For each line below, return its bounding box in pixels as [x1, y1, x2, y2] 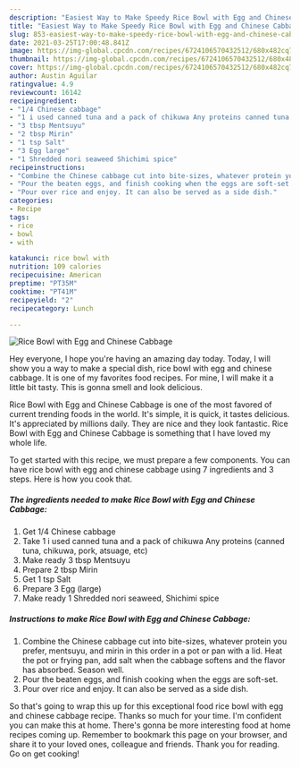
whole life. [9, 438, 47, 448]
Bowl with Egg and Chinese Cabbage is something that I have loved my [9, 428, 271, 439]
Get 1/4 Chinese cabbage [21, 526, 116, 537]
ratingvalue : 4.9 [9, 80, 74, 89]
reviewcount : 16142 [9, 88, 82, 97]
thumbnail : [9, 55, 50, 64]
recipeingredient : [9, 96, 78, 106]
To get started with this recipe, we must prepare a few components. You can [9, 455, 291, 465]
